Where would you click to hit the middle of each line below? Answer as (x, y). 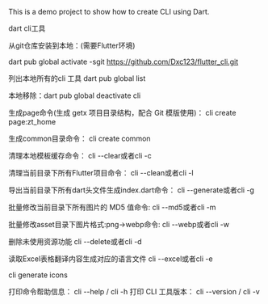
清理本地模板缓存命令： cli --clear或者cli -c (80, 156)
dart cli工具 (27, 28)
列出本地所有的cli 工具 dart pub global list (77, 78)
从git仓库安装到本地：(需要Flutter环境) (72, 45)
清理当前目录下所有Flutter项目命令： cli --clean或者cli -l (101, 173)
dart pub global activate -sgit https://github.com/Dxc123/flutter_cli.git (124, 61)
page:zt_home (32, 122)
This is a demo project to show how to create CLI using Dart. (109, 12)
